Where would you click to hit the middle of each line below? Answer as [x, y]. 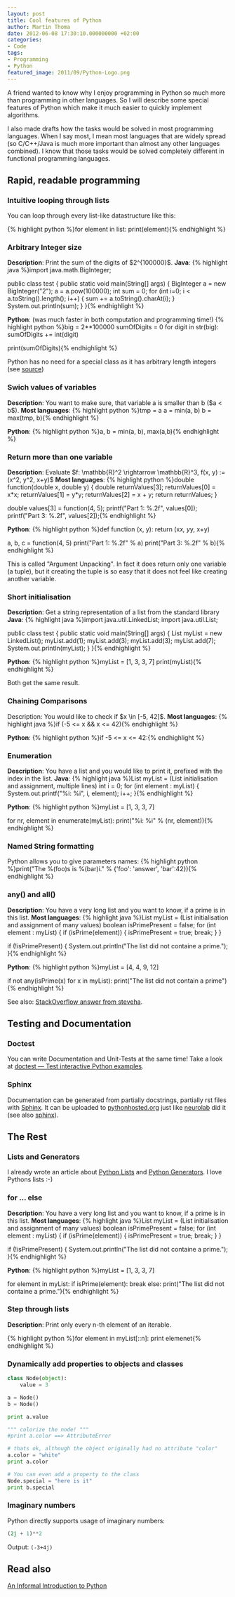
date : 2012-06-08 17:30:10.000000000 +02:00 [73, 33]
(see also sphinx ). [33, 1115]
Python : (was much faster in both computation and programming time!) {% [116, 319]
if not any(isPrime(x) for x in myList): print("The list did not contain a [106, 981]
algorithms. [23, 115]
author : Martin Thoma [39, 27]
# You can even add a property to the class [73, 1474]
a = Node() [23, 1398]
